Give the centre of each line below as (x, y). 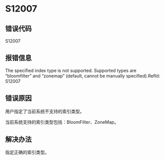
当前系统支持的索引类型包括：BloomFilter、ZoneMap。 (62, 122)
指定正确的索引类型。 (27, 152)
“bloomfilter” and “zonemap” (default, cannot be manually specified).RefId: (83, 75)
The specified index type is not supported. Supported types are (71, 70)
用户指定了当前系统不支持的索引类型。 (45, 111)
